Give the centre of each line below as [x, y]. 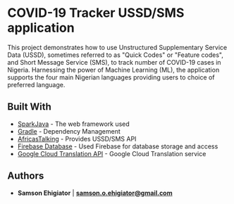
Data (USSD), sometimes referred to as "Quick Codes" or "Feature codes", [115, 55]
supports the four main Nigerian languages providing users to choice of [111, 77]
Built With [29, 107]
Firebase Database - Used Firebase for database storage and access [118, 146]
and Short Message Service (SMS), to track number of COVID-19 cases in [114, 62]
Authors [26, 176]
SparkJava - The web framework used [74, 124]
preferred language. [36, 84]
